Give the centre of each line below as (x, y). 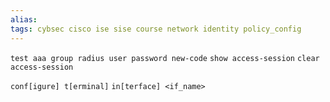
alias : (24, 19)
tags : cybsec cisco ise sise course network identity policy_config (156, 29)
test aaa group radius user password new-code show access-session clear (165, 58)
